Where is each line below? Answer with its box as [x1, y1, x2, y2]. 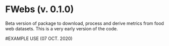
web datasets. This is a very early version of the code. [5, 25, 118, 31]
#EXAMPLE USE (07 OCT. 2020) [5, 35, 73, 41]
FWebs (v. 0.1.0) [5, 4, 74, 15]
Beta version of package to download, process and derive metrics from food [5, 20, 164, 26]
